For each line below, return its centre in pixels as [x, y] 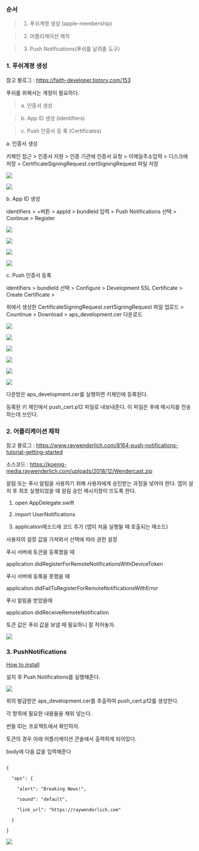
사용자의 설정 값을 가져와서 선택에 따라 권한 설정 [62, 539]
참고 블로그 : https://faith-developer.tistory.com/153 [69, 80]
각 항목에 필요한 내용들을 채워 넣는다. [49, 714]
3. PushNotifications [37, 652]
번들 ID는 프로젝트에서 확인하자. [43, 726]
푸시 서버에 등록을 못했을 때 [38, 576]
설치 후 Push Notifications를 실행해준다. [53, 677]
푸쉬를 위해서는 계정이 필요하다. [43, 92]
